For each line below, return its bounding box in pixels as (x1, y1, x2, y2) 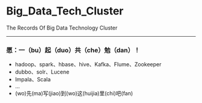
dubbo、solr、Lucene (14, 68, 70, 76)
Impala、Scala (14, 76, 51, 83)
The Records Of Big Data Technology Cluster (6, 24, 118, 31)
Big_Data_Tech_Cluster (6, 4, 124, 18)
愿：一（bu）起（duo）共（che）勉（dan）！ (6, 46, 140, 54)
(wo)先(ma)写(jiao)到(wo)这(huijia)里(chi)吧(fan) (14, 90, 133, 97)
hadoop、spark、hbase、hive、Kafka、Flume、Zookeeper (14, 61, 162, 68)
